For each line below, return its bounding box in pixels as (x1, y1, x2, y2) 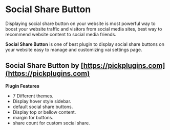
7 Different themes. (12, 93, 54, 99)
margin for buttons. (12, 114, 54, 120)
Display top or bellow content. (12, 109, 76, 115)
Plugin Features (5, 83, 40, 89)
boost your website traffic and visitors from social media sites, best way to (5, 25, 162, 32)
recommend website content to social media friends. (5, 31, 117, 37)
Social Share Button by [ (5, 61, 83, 70)
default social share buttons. (12, 103, 73, 110)
